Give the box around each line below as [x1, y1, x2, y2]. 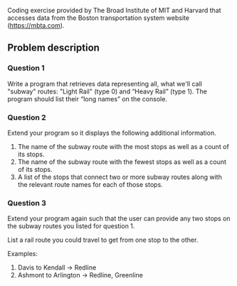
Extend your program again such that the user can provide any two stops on [7, 214, 231, 223]
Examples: [7, 250, 38, 258]
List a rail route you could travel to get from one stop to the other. [7, 235, 199, 245]
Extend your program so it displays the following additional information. [7, 128, 216, 137]
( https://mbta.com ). [7, 21, 65, 29]
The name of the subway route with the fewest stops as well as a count [17, 157, 226, 166]
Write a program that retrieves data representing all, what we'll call [7, 79, 203, 88]
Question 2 [7, 112, 46, 122]
